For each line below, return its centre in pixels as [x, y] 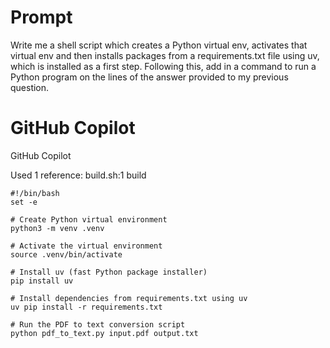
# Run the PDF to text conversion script [98, 324]
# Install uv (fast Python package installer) [109, 272]
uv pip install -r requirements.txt [86, 307]
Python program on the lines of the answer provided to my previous [149, 77]
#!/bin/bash [35, 193]
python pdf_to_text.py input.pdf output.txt [104, 333]
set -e [24, 202]
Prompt [41, 17]
